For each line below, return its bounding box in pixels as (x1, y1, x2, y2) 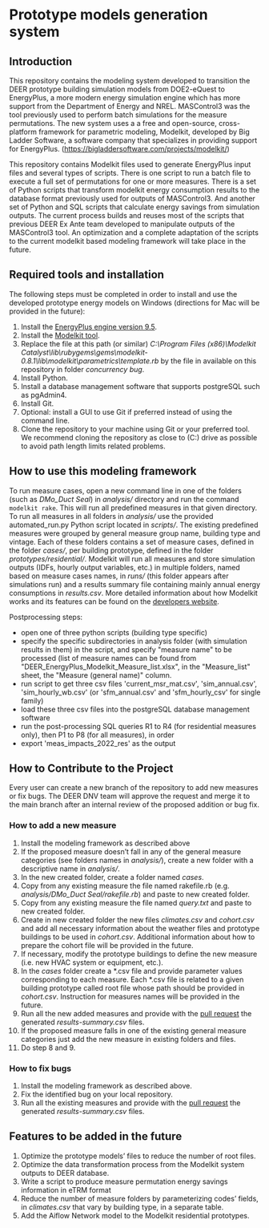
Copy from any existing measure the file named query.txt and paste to (20, 898, 252, 907)
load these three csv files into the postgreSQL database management (20, 704, 251, 714)
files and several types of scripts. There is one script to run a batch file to (9, 168, 251, 177)
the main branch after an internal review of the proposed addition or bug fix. (9, 800, 259, 809)
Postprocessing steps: (9, 612, 83, 622)
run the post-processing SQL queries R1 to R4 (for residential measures (20, 721, 257, 731)
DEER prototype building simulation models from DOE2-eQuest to (9, 84, 225, 94)
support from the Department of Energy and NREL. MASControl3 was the (9, 102, 251, 111)
